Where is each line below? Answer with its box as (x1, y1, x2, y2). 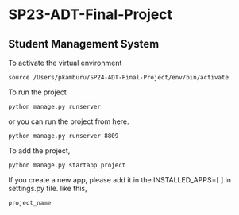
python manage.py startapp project (8, 161, 126, 169)
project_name (8, 199, 52, 207)
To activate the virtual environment (8, 58, 122, 67)
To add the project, (8, 146, 71, 155)
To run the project (8, 87, 67, 97)
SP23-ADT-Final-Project (8, 6, 173, 24)
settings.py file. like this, (8, 184, 87, 193)
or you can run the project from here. (8, 117, 129, 126)
